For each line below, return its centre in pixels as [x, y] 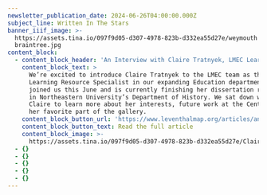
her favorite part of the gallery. [88, 112]
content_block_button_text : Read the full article [108, 127]
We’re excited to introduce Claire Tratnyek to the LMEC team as [139, 75]
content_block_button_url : [67, 119]
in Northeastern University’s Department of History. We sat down [141, 97]
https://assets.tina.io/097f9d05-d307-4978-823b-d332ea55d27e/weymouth [136, 38]
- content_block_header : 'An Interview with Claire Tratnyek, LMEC [129, 60]
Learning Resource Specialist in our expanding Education [127, 82]
